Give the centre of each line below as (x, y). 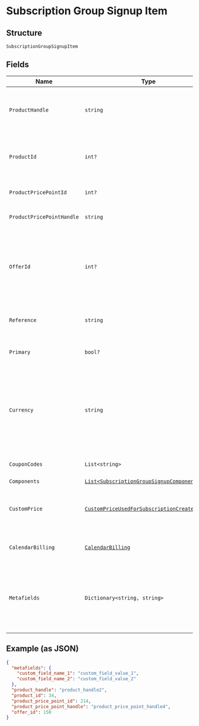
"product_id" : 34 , (34, 695)
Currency (21, 410)
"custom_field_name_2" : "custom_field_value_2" (76, 679)
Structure (24, 33)
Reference (23, 320)
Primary (20, 352)
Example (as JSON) (42, 649)
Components (24, 481)
